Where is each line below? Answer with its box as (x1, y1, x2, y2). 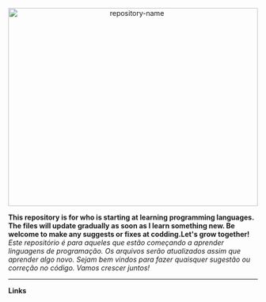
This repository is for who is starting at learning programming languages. (8, 212, 255, 222)
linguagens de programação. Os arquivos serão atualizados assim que (8, 247, 241, 255)
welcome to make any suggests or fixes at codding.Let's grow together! (8, 230, 250, 239)
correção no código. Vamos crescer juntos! (8, 263, 150, 273)
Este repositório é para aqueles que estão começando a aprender (8, 238, 224, 247)
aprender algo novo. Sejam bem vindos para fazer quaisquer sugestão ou (8, 254, 251, 264)
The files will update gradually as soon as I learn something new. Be (8, 221, 235, 230)
